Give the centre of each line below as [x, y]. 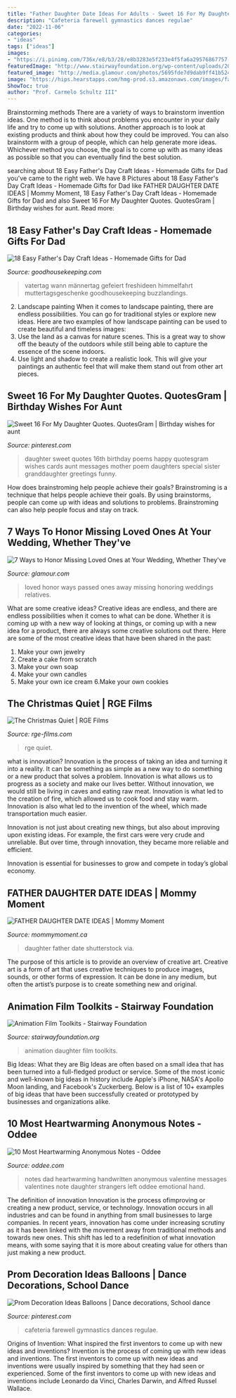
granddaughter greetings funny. [71, 474]
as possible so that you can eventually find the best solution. [95, 157]
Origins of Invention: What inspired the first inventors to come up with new [115, 1343]
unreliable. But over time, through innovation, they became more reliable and [118, 842]
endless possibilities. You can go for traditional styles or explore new [117, 314]
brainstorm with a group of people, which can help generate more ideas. [112, 142]
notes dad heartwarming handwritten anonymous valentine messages [125, 1178]
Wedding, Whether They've [69, 543]
